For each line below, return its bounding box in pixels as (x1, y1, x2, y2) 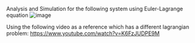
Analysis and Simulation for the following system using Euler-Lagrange (6, 5, 183, 12)
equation (6, 12, 29, 19)
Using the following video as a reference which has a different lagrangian (6, 24, 190, 30)
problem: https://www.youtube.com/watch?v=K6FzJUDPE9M (6, 30, 160, 37)
